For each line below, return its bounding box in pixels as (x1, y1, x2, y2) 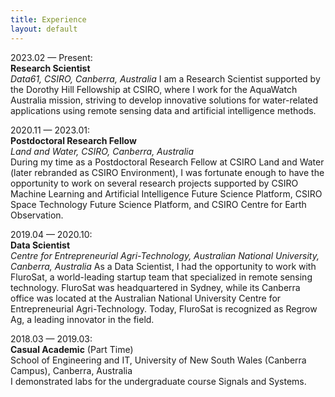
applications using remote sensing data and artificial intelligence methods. (10, 104, 317, 116)
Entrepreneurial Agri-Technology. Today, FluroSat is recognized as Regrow (10, 302, 318, 315)
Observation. (10, 209, 64, 221)
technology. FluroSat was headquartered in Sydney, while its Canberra (10, 281, 301, 293)
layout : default (10, 24, 78, 34)
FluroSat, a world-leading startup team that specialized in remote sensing (10, 271, 313, 283)
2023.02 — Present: (10, 51, 93, 63)
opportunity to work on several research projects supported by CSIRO (10, 177, 299, 189)
